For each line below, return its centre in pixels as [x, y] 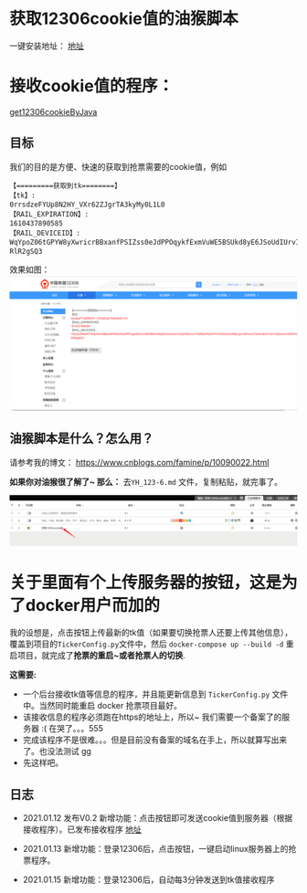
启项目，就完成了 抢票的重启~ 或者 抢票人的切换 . [97, 656]
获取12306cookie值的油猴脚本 [124, 19]
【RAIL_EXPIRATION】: [49, 214]
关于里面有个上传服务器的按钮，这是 [146, 583]
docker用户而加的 [93, 606]
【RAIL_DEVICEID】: [45, 233]
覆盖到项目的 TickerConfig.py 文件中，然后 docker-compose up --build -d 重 [152, 644]
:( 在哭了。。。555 [72, 729]
